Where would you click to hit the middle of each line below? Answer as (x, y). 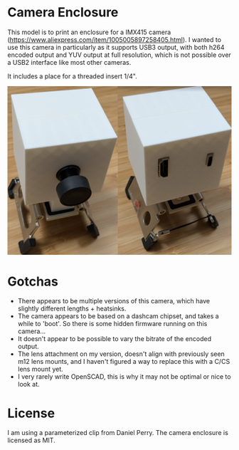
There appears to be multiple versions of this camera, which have (114, 301)
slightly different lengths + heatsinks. (72, 309)
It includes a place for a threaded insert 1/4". (72, 76)
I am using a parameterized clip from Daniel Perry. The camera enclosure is (118, 433)
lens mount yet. (41, 369)
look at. (29, 384)
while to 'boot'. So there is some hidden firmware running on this (112, 324)
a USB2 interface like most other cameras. (69, 62)
